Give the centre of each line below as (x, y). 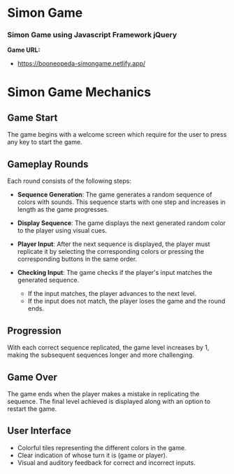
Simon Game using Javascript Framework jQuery (92, 35)
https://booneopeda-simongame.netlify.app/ (81, 64)
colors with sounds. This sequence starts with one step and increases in (121, 202)
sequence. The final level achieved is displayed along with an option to (109, 401)
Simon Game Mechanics (79, 92)
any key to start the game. (45, 142)
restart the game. (32, 409)
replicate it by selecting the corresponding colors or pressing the (111, 252)
